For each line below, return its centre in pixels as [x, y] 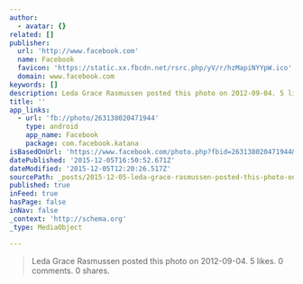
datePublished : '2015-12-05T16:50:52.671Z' [92, 160]
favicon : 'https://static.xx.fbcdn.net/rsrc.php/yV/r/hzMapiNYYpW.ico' [155, 69]
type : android [52, 127]
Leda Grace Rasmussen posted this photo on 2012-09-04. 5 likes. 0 [157, 261]
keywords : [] [34, 85]
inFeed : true [34, 194]
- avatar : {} [42, 26]
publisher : [30, 43]
